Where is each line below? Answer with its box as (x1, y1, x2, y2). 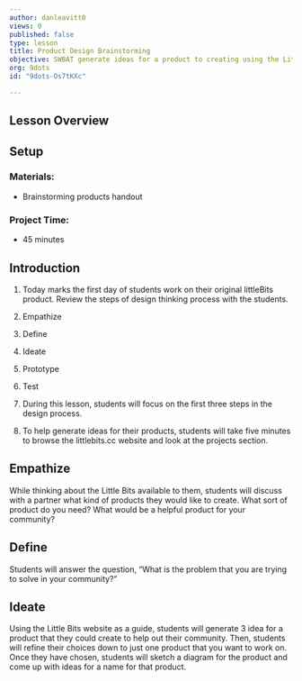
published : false (9, 30, 75, 39)
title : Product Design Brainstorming (9, 47, 151, 56)
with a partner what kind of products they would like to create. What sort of (9, 495, 288, 505)
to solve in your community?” (9, 573, 118, 584)
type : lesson (9, 38, 58, 48)
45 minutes (22, 234, 65, 245)
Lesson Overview (9, 113, 110, 129)
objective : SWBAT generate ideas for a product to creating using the (9, 55, 280, 64)
